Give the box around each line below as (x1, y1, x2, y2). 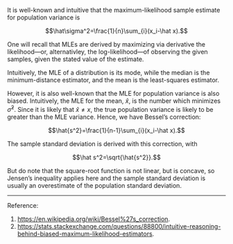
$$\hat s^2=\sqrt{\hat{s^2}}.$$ (72, 153, 161, 161)
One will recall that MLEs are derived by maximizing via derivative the (7, 40, 206, 48)
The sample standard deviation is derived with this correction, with (7, 139, 198, 148)
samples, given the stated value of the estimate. (7, 55, 144, 63)
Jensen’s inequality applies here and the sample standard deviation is (7, 174, 206, 182)
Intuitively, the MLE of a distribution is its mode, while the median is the (7, 69, 210, 76)
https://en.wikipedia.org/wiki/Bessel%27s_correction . (17, 215, 171, 223)
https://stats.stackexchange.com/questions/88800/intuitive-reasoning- (17, 222, 221, 230)
